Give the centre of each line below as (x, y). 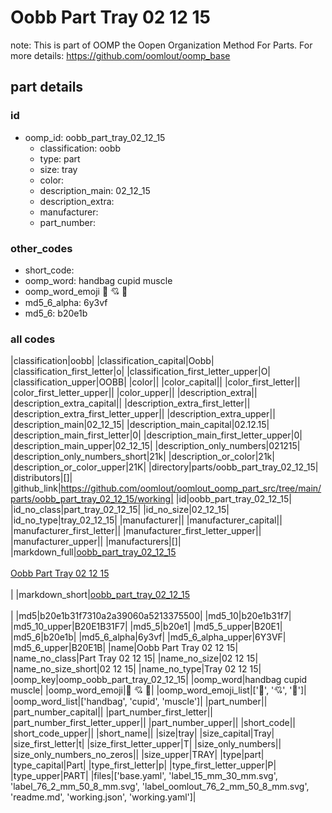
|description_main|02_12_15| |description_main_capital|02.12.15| (140, 425)
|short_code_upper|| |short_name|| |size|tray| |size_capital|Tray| (142, 733)
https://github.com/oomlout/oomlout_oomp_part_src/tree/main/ (191, 488)
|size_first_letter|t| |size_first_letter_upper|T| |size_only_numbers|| (146, 744)
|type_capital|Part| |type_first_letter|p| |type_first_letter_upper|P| (143, 765)
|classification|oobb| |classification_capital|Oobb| (112, 361)
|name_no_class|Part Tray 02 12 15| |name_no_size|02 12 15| (134, 658)
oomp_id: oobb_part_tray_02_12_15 (95, 137)
